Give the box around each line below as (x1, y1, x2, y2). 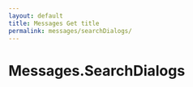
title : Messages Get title (8, 19, 100, 27)
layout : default (8, 11, 63, 20)
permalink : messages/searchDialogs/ (8, 27, 132, 35)
